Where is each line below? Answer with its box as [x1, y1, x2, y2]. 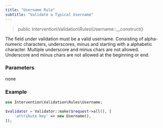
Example [5, 88, 27, 95]
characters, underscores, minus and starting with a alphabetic [23, 41, 152, 47]
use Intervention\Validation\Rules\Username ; [5, 100, 102, 105]
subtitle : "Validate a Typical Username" [5, 12, 94, 17]
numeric [5, 41, 23, 47]
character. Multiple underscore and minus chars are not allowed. [5, 46, 140, 52]
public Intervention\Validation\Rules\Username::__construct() [17, 26, 144, 32]
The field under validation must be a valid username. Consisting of [5, 36, 144, 42]
